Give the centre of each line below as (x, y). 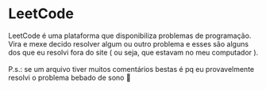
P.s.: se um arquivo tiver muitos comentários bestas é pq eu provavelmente (131, 69)
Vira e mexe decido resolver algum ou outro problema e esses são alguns (128, 43)
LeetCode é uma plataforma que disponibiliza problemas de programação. (130, 36)
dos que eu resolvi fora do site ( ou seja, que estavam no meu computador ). (133, 52)
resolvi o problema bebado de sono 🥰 (69, 77)
